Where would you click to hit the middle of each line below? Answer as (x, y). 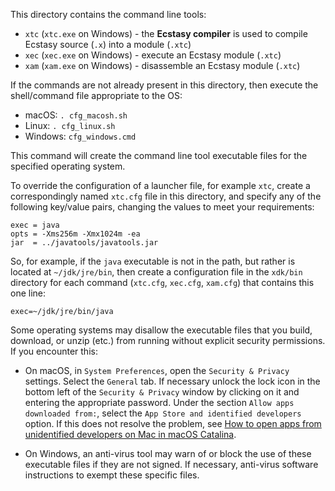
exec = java (35, 225)
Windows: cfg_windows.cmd (80, 136)
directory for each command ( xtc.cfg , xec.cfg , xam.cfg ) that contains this (162, 282)
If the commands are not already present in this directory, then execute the (164, 85)
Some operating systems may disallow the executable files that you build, (161, 330)
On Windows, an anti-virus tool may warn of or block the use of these (168, 453)
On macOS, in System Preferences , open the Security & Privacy (157, 370)
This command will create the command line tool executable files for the (159, 155)
